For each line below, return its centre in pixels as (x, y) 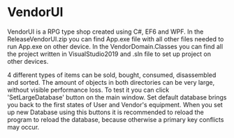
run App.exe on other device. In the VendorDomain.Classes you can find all (115, 46)
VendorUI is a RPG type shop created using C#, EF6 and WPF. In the (105, 32)
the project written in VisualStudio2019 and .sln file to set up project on (109, 54)
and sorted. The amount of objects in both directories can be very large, (111, 82)
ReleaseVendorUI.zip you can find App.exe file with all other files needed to (116, 39)
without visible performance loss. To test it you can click (88, 90)
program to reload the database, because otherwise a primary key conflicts (116, 119)
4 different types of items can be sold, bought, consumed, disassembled (112, 75)
